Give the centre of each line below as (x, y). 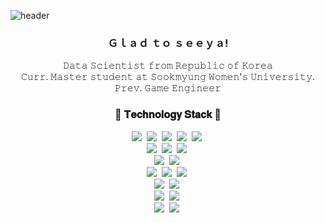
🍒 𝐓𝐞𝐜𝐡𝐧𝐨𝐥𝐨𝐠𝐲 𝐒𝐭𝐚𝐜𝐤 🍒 (168, 115)
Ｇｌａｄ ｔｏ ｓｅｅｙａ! (168, 43)
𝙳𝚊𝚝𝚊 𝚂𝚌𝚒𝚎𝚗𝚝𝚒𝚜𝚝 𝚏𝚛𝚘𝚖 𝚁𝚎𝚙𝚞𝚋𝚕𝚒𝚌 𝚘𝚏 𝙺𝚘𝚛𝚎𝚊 (168, 66)
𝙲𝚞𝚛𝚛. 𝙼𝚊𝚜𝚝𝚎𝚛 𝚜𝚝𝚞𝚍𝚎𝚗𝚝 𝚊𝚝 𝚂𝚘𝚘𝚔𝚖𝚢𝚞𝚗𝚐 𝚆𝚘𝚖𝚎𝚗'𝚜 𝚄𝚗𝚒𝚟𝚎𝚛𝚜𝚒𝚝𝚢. (168, 77)
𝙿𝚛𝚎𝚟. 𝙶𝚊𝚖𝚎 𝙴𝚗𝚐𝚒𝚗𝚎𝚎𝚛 (168, 88)
